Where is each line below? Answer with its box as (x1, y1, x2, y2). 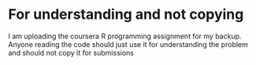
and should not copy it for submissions (8, 48, 134, 57)
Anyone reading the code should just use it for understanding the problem (8, 39, 248, 49)
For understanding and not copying (8, 5, 244, 23)
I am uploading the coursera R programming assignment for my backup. (8, 31, 242, 41)
